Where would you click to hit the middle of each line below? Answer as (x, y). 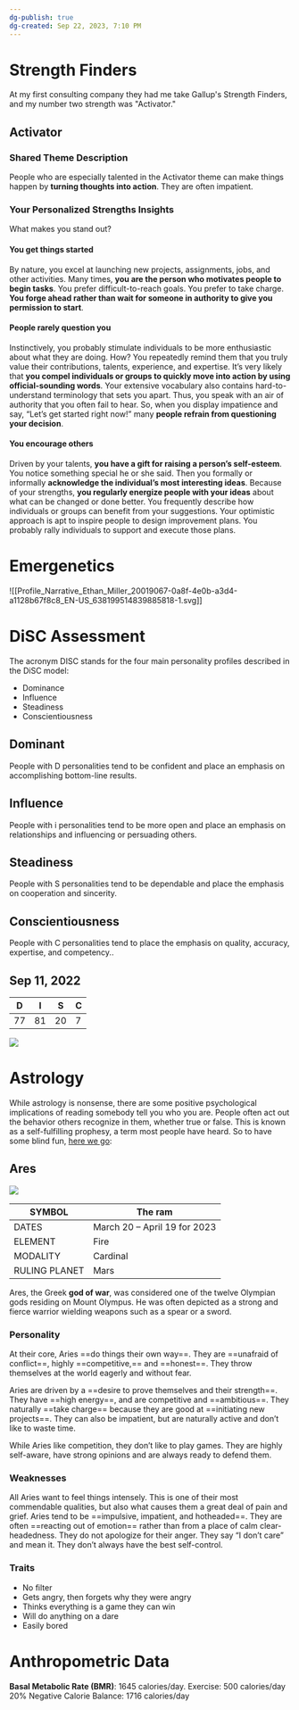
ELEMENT (35, 1241)
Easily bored (45, 1625)
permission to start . (46, 307)
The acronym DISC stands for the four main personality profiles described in (149, 660)
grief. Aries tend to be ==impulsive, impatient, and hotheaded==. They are (146, 1516)
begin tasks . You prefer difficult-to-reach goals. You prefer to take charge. (146, 288)
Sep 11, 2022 (45, 980)
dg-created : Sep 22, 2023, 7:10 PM (75, 26)
